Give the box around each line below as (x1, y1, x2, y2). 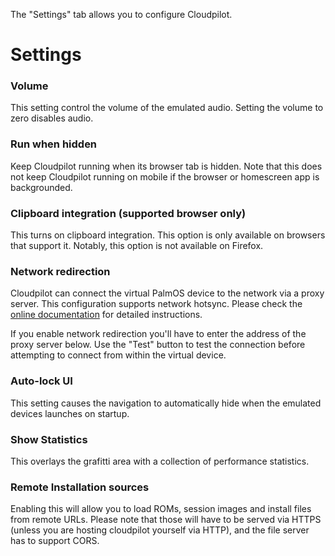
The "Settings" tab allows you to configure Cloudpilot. (10, 9, 233, 20)
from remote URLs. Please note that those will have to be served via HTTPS (10, 514, 322, 526)
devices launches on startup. (10, 407, 130, 419)
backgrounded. (10, 181, 73, 193)
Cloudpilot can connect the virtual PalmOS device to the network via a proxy (10, 287, 325, 299)
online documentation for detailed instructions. (10, 309, 203, 321)
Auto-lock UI (10, 374, 73, 388)
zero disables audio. (10, 112, 94, 124)
